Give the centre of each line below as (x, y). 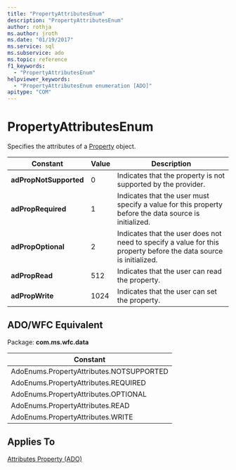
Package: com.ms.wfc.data (48, 342)
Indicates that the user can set (167, 292)
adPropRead (32, 276)
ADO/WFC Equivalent (55, 325)
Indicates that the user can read (170, 271)
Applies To (31, 442)
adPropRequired (39, 209)
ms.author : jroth (33, 33)
